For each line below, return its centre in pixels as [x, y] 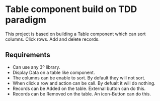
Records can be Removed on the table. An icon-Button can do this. [82, 93]
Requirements [28, 55]
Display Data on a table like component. [54, 72]
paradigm [26, 20]
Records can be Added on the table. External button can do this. [79, 88]
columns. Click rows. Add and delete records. [52, 39]
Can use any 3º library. [36, 67]
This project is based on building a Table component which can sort [75, 34]
